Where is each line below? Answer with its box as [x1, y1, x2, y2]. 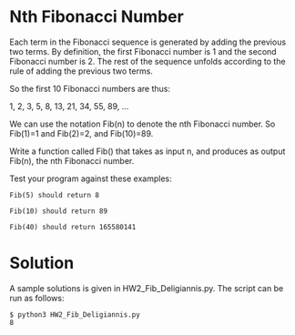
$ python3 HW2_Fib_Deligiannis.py [9, 310, 141, 320]
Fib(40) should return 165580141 [9, 222, 137, 231]
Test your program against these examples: [9, 173, 172, 184]
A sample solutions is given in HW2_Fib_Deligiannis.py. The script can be [9, 282, 284, 293]
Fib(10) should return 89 [9, 207, 107, 216]
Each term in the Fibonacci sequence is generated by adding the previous [9, 36, 287, 47]
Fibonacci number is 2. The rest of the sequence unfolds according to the [9, 56, 286, 66]
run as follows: [9, 292, 65, 303]
